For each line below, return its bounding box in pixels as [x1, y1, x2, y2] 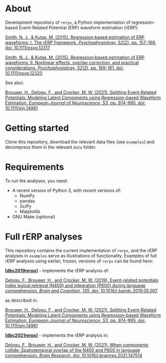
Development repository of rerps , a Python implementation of [5, 19, 131, 25]
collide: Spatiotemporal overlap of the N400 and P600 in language [5, 347, 140, 353]
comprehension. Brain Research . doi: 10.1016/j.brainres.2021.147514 [5, 352, 142, 358]
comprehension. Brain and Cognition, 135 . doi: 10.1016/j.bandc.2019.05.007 [5, 288, 158, 294]
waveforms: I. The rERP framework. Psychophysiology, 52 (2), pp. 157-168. [5, 39, 157, 45]
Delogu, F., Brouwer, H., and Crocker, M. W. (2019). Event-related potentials [5, 277, 159, 283]
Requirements [5, 161, 64, 173]
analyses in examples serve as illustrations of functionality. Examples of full [5, 253, 157, 259]
